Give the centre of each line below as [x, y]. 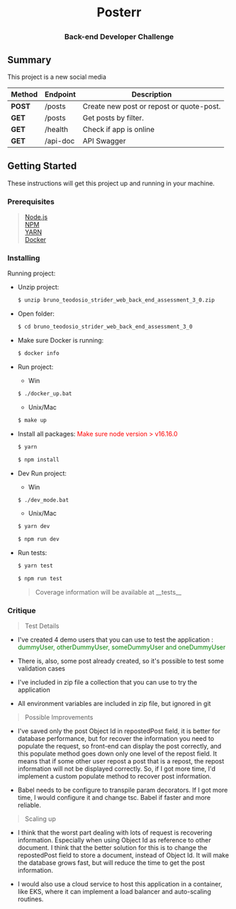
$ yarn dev [34, 527]
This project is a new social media [57, 77]
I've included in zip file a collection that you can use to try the [107, 683]
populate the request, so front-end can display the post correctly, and [119, 747]
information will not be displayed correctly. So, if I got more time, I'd [117, 769]
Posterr [119, 12]
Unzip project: [38, 287]
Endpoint [61, 94]
